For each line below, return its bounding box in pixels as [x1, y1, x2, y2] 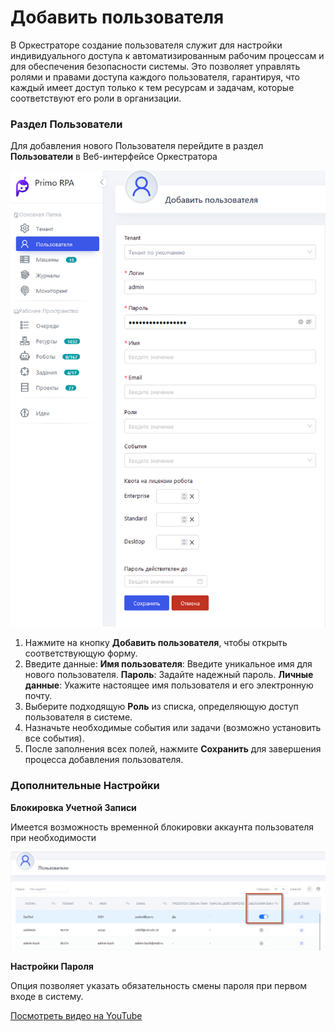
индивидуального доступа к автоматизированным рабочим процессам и [10, 49, 325, 61]
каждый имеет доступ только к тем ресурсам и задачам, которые [10, 81, 295, 93]
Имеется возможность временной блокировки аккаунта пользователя [10, 821, 315, 833]
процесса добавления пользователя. [24, 754, 184, 766]
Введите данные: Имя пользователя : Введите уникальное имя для [24, 658, 313, 670]
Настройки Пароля [10, 961, 94, 973]
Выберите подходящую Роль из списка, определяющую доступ [24, 701, 299, 713]
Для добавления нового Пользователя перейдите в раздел [10, 140, 264, 152]
